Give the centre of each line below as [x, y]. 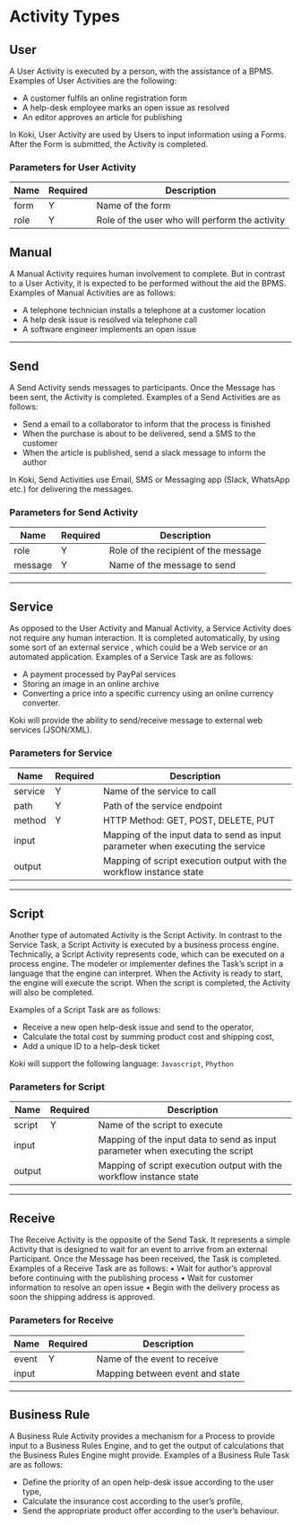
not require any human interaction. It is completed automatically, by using [145, 638]
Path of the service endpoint [162, 806]
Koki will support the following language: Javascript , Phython [122, 1064]
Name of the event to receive [157, 1359]
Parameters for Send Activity [74, 512]
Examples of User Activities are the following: [93, 81]
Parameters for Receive [61, 1320]
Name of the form [133, 206]
